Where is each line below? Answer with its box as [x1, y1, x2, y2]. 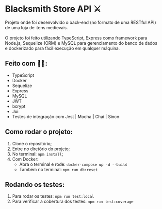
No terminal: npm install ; [12, 151, 63, 157]
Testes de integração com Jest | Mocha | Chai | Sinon [12, 113, 120, 120]
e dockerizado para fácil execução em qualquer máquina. [5, 45, 120, 51]
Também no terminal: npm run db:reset [19, 166, 98, 172]
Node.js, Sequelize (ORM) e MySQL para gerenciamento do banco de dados [5, 40, 158, 46]
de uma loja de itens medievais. [5, 24, 68, 30]
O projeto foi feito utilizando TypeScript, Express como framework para [5, 35, 147, 41]
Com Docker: [12, 156, 39, 162]
